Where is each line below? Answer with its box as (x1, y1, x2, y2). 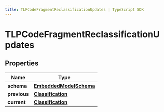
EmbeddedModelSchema (34, 82, 95, 89)
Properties (5, 59, 39, 68)
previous (7, 90, 29, 97)
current (7, 98, 26, 105)
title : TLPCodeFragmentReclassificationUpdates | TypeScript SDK (5, 7, 144, 12)
